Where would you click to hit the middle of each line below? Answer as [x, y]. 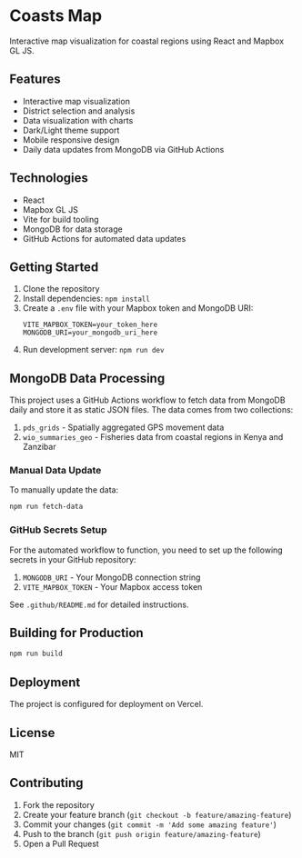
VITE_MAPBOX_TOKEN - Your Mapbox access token [112, 586]
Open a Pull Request [61, 843]
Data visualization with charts [78, 120]
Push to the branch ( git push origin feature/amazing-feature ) [141, 833]
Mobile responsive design [71, 140]
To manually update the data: [64, 490]
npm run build [36, 654]
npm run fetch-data [46, 507]
